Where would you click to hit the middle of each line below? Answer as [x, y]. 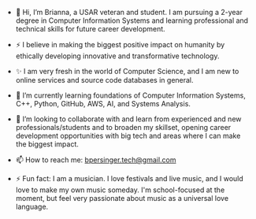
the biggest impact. [47, 144]
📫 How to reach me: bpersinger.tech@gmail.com [96, 160]
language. [32, 206]
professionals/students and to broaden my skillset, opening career [123, 127]
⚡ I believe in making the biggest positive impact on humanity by [120, 45]
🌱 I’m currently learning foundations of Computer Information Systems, [130, 95]
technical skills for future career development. [90, 29]
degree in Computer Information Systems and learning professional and [132, 20]
